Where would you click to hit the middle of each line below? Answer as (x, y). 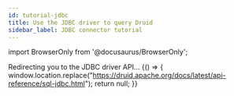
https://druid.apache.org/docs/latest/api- (159, 76)
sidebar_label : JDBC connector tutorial (76, 30)
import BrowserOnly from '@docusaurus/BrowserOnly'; (98, 52)
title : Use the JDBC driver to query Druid (81, 23)
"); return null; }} (111, 84)
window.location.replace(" (50, 76)
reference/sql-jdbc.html (46, 84)
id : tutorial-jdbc (38, 15)
